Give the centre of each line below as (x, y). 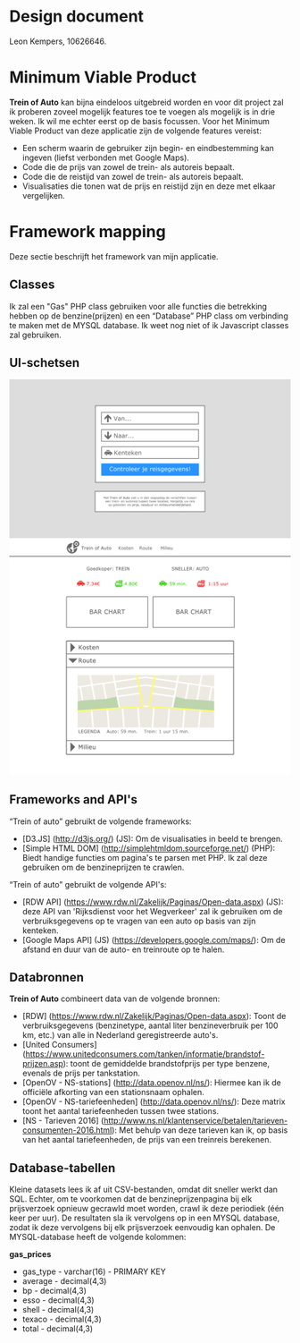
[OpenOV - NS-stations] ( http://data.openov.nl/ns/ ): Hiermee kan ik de (151, 1083)
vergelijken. (43, 195)
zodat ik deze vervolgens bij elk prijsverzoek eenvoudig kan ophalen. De (142, 1228)
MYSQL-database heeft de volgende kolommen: (98, 1237)
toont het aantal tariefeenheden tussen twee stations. (121, 1111)
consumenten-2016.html (67, 1130)
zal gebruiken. (36, 335)
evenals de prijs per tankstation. (81, 1073)
